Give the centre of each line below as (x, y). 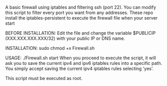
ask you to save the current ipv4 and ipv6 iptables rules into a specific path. (84, 63)
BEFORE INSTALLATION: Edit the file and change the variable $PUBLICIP (80, 33)
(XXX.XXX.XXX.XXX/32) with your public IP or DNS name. (65, 38)
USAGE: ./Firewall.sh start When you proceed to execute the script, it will (80, 58)
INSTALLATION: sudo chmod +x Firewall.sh (50, 48)
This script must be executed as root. (44, 78)
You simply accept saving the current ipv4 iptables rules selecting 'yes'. (80, 68)
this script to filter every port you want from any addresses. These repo (79, 13)
